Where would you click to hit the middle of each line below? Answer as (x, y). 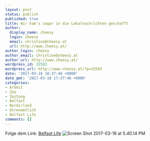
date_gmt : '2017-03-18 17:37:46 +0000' (46, 78)
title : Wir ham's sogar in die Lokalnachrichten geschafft (67, 23)
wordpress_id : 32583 (26, 64)
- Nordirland (18, 106)
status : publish (22, 14)
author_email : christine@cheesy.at (42, 55)
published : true (22, 19)
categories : (17, 83)
